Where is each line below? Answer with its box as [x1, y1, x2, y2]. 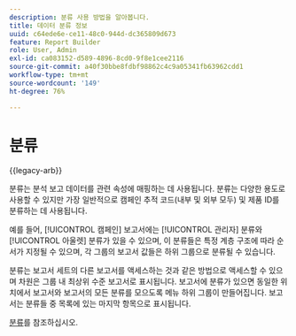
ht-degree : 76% [9, 87, 66, 95]
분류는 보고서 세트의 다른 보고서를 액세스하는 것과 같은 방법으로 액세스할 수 [9, 265, 268, 276]
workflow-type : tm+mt [9, 71, 90, 80]
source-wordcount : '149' [9, 79, 101, 88]
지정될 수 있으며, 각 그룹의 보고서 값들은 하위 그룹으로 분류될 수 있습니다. [25, 247, 277, 257]
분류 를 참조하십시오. [9, 317, 78, 328]
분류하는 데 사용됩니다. [9, 205, 88, 217]
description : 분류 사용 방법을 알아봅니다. [9, 12, 150, 22]
